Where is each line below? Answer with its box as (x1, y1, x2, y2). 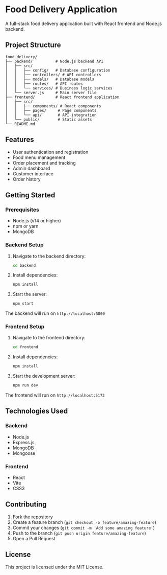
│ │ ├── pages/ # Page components (5, 108, 97, 113)
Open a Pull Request (12, 535, 56, 541)
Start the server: (12, 291, 47, 297)
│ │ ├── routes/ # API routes (5, 81, 83, 86)
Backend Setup (5, 241, 44, 248)
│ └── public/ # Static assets (5, 117, 93, 122)
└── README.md (5, 121, 36, 126)
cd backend (12, 263, 36, 268)
